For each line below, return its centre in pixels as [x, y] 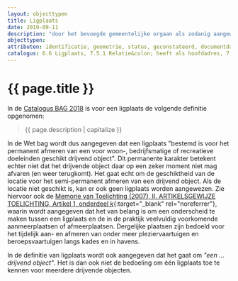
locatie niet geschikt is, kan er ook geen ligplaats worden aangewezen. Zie [116, 188]
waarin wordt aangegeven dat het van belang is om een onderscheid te [111, 211]
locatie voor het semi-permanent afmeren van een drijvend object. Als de [114, 181]
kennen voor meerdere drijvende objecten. [70, 270]
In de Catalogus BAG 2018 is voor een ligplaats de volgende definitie [107, 108]
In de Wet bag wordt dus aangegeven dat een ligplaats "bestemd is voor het [118, 143]
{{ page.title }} [51, 89]
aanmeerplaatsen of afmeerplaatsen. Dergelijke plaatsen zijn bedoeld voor [116, 226]
